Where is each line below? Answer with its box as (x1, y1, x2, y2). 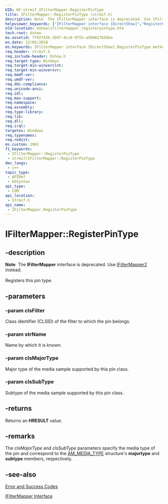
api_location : (5, 193, 35, 198)
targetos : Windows (5, 128, 43, 133)
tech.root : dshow (5, 30, 41, 35)
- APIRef (7, 174, 26, 180)
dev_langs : (5, 160, 28, 165)
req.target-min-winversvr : (5, 68, 61, 73)
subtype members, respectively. (5, 456, 72, 462)
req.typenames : (5, 133, 37, 138)
